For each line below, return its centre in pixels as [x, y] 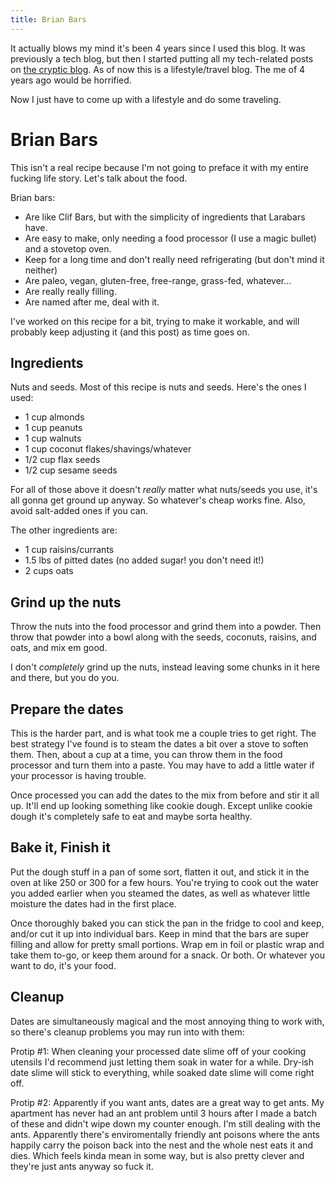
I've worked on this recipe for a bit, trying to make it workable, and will [155, 321]
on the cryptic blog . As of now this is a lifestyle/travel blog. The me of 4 [158, 69]
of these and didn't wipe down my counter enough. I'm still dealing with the [165, 1123]
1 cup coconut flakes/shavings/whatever [108, 449]
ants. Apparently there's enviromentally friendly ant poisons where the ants [165, 1134]
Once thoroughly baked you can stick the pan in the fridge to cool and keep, [167, 923]
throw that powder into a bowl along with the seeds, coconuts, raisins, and [163, 637]
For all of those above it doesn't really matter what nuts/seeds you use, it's [164, 490]
